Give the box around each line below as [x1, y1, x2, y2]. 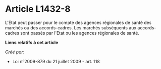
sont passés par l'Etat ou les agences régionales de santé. [20, 30, 140, 36]
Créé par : [5, 49, 25, 55]
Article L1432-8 [5, 3, 71, 15]
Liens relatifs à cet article [5, 39, 58, 45]
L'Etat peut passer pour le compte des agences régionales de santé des [5, 20, 152, 25]
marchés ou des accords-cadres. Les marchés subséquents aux [5, 24, 137, 30]
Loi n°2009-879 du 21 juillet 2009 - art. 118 [12, 58, 100, 64]
